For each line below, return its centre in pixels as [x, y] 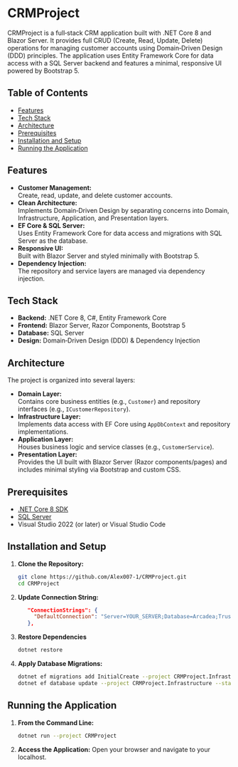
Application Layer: [45, 439]
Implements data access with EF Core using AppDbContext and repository [124, 424]
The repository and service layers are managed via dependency [111, 271]
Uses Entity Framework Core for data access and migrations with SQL [120, 233]
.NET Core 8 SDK [43, 509]
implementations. [43, 432]
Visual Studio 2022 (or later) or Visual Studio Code [91, 524]
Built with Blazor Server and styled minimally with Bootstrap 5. [109, 256]
